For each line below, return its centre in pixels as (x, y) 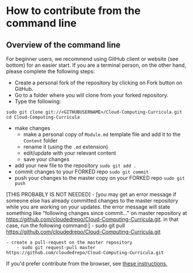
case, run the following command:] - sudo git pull (65, 226)
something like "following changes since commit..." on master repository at (97, 213)
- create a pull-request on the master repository (69, 243)
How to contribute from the (73, 11)
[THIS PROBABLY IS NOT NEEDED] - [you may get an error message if (91, 194)
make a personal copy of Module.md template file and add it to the (102, 134)
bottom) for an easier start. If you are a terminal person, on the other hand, (96, 65)
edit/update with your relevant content (70, 153)
